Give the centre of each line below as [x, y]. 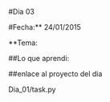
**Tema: [23, 43]
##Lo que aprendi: [39, 58]
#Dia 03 [21, 12]
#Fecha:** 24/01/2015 [45, 27]
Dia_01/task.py [32, 89]
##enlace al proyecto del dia [55, 74]
